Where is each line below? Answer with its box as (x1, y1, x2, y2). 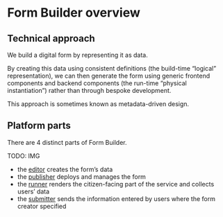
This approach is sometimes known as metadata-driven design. (7, 100, 190, 108)
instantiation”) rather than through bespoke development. (7, 87, 172, 94)
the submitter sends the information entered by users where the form (17, 194, 215, 202)
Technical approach (7, 33, 95, 44)
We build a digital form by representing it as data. (7, 51, 148, 59)
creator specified (17, 202, 67, 210)
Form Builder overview (7, 5, 141, 21)
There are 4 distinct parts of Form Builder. (7, 138, 127, 146)
